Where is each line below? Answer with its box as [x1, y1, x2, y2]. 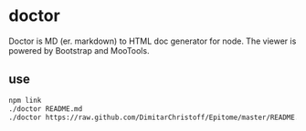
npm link [8, 96, 42, 105]
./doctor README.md [8, 104, 83, 114]
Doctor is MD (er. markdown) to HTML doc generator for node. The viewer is [8, 35, 297, 46]
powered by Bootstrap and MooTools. [8, 45, 150, 55]
